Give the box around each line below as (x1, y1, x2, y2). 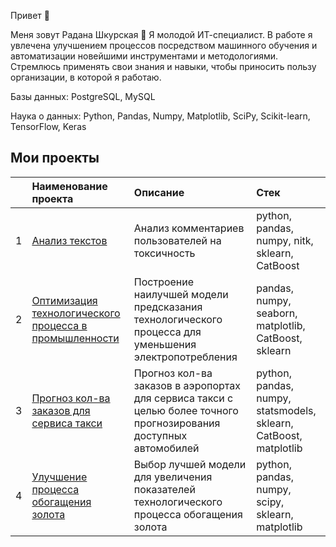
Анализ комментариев (133, 221, 245, 235)
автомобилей (133, 441, 200, 455)
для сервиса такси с (133, 391, 234, 405)
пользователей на (133, 233, 222, 247)
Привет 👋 (10, 10, 50, 21)
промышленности (31, 331, 120, 345)
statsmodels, (256, 403, 317, 417)
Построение (133, 275, 195, 289)
